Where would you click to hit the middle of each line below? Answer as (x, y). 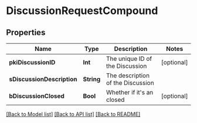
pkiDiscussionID (32, 62)
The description (128, 76)
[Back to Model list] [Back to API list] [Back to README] (73, 114)
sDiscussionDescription (43, 79)
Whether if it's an (130, 92)
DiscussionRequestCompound (82, 11)
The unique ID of (129, 59)
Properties (26, 33)
